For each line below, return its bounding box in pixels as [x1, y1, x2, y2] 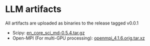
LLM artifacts [5, 3, 61, 15]
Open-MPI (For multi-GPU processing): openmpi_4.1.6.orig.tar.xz [12, 35, 145, 41]
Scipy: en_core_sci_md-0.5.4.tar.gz [12, 29, 85, 35]
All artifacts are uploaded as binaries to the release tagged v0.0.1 [5, 20, 139, 26]
